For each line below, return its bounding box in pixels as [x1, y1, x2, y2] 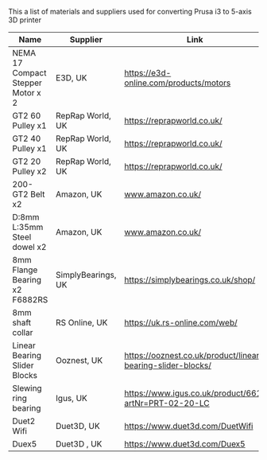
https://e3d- [124, 68, 172, 78]
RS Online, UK [55, 318, 108, 328]
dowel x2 [12, 242, 47, 252]
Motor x [12, 88, 41, 98]
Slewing [12, 383, 42, 393]
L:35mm [12, 222, 44, 232]
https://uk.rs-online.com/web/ [124, 318, 238, 328]
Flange [12, 264, 38, 275]
